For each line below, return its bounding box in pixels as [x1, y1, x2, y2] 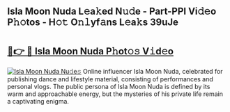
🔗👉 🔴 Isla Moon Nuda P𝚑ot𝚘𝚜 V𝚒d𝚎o [7, 45, 174, 57]
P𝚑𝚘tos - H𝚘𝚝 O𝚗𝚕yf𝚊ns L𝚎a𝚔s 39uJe [7, 17, 179, 29]
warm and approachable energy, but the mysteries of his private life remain [7, 90, 223, 98]
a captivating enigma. [7, 97, 70, 105]
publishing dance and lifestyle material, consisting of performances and [7, 75, 214, 83]
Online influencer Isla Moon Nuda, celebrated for [82, 67, 223, 75]
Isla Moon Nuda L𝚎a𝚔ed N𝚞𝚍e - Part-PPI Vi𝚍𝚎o [7, 6, 217, 17]
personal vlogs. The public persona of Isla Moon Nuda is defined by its [7, 83, 210, 90]
